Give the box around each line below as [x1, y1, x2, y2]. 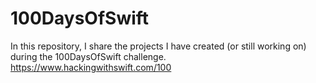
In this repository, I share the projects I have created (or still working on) [10, 40, 307, 52]
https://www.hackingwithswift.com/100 [10, 61, 172, 73]
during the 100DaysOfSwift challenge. [10, 50, 167, 62]
